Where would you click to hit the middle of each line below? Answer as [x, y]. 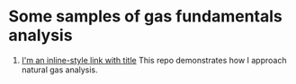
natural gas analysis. [59, 70]
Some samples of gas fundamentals [145, 17]
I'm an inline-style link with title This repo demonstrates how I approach [154, 60]
